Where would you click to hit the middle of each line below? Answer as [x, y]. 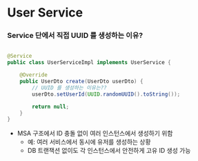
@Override [34, 75]
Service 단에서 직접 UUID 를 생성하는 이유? [75, 36]
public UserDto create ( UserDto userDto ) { [81, 82]
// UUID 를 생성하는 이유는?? [69, 87]
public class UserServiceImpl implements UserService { [89, 63]
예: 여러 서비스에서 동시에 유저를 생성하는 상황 [89, 142]
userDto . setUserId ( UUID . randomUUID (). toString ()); [106, 94]
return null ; [51, 107]
